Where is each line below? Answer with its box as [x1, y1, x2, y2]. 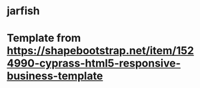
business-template [7, 70, 103, 83]
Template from [7, 32, 81, 45]
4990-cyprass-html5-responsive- [7, 56, 181, 70]
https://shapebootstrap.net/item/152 [7, 44, 195, 58]
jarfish [7, 4, 40, 18]
